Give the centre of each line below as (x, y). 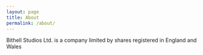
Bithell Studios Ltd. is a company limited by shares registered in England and (101, 40)
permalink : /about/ (31, 23)
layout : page (23, 12)
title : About (23, 18)
